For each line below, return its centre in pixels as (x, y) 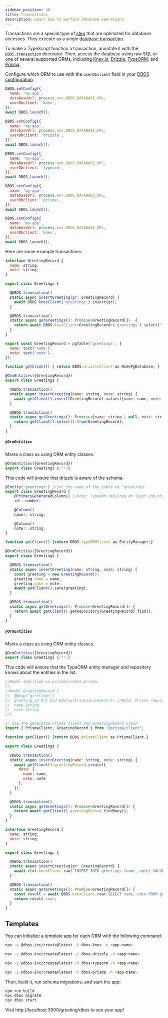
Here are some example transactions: (44, 251)
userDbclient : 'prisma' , (35, 200)
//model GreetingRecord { (32, 691)
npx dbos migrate (23, 996)
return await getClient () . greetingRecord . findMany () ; (71, 811)
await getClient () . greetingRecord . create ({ (60, 765)
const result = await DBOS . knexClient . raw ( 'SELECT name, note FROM (86, 894)
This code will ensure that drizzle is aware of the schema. (64, 478)
